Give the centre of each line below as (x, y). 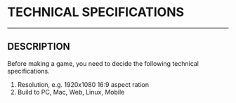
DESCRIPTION (39, 47)
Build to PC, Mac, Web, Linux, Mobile (71, 92)
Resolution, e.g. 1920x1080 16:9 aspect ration (83, 84)
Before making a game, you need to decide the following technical (103, 63)
